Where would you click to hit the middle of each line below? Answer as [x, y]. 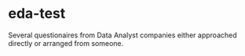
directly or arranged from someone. [66, 43]
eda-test [37, 14]
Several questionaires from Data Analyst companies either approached [122, 35]
